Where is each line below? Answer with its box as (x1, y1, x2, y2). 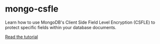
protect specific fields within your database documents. (5, 24, 116, 30)
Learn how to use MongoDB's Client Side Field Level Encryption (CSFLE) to (5, 19, 155, 25)
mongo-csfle (5, 3, 59, 15)
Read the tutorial (5, 34, 38, 40)
